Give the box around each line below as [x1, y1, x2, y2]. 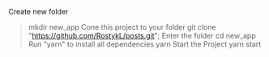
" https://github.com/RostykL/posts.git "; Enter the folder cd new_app [28, 31, 257, 40]
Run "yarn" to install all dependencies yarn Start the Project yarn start [28, 39, 262, 49]
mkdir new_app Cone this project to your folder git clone [28, 22, 216, 31]
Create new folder [8, 7, 69, 16]
